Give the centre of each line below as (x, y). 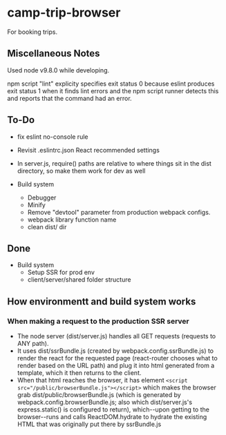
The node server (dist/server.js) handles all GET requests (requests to (116, 336)
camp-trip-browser (64, 13)
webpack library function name (72, 220)
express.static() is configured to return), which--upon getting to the (113, 409)
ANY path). (33, 344)
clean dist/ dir (47, 226)
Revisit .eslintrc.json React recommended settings (88, 150)
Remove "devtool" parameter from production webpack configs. (119, 212)
